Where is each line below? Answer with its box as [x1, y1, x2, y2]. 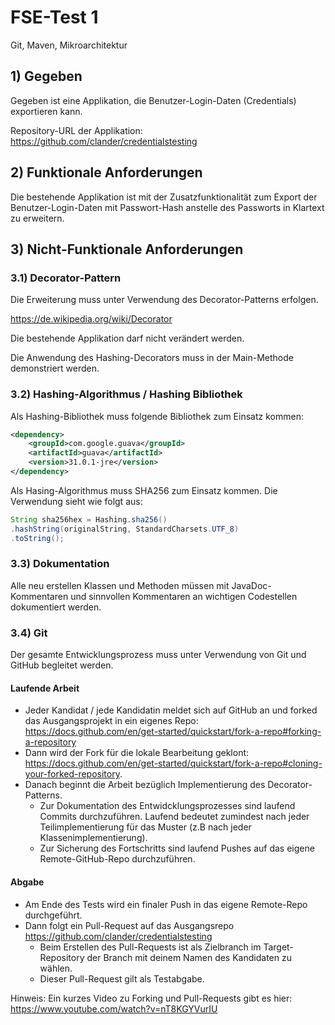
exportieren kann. [10, 105, 83, 117]
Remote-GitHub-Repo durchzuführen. [39, 853, 196, 865]
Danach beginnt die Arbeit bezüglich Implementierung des [24, 779, 266, 791]
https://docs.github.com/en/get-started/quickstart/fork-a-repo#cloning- [24, 757, 323, 770]
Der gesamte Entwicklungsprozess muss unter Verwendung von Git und [10, 649, 307, 661]
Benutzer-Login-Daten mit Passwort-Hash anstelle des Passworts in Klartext [10, 201, 325, 213]
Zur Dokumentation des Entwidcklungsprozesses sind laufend [39, 800, 296, 812]
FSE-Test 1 [10, 6, 99, 29]
